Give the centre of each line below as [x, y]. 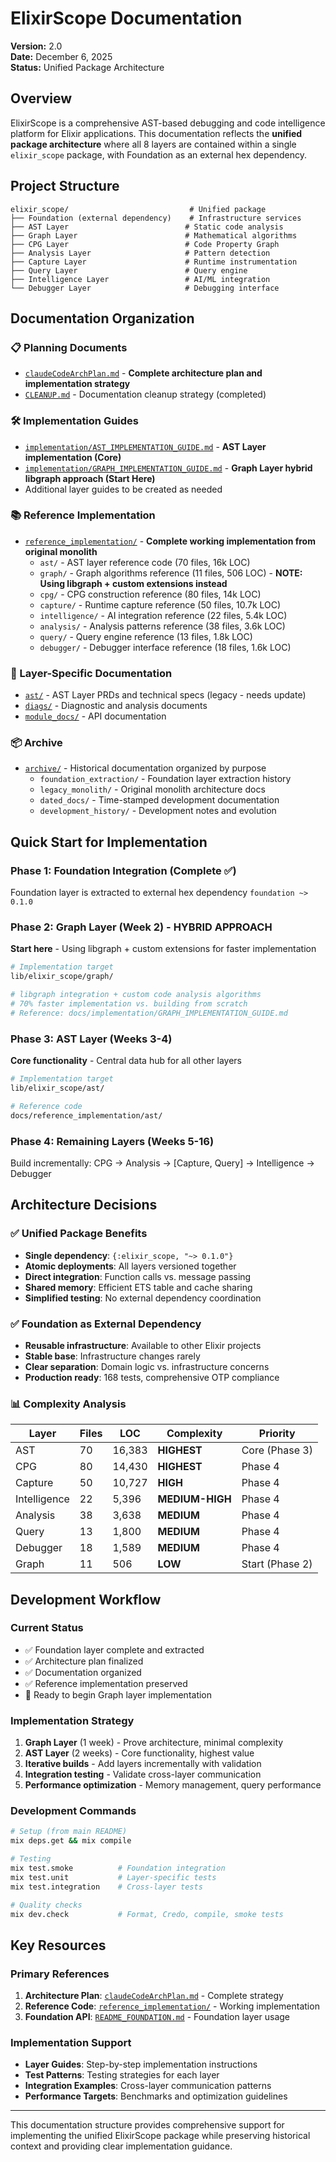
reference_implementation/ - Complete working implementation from [170, 541]
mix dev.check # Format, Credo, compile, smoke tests [147, 1914]
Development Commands [73, 1811]
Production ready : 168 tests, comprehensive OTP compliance [152, 1377]
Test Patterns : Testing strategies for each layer [122, 2075]
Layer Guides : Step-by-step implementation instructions [141, 2064]
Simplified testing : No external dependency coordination [143, 1298]
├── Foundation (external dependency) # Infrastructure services [156, 218]
